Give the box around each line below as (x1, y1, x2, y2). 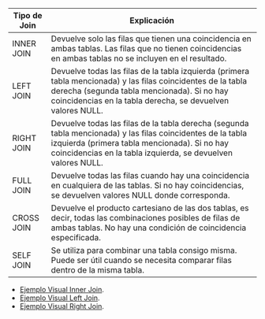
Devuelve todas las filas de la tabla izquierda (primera (50, 66, 250, 76)
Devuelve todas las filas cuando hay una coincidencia (50, 170, 250, 180)
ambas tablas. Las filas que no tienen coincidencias (50, 43, 242, 54)
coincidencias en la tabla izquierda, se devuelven (50, 147, 233, 158)
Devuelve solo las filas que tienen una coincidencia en (50, 33, 252, 44)
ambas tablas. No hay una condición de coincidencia (50, 222, 247, 233)
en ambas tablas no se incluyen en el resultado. (50, 53, 227, 64)
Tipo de (13, 10, 43, 20)
